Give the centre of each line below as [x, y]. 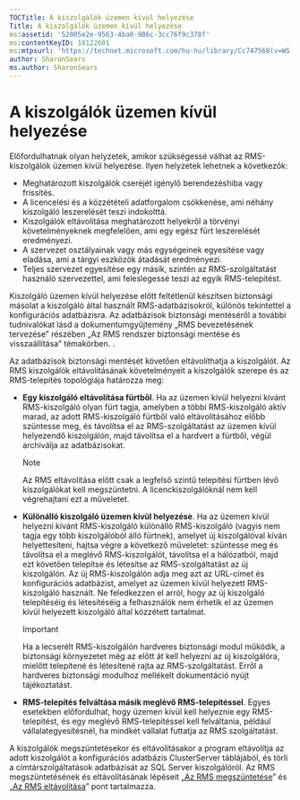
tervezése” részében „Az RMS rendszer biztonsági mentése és [125, 334]
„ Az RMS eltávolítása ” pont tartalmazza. [83, 786]
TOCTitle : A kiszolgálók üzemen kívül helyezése [102, 18]
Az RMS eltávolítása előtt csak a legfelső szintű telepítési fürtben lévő [150, 479]
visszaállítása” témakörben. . [62, 343]
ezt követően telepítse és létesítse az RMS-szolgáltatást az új [135, 564]
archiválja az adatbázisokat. [73, 444]
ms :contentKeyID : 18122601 [60, 43]
